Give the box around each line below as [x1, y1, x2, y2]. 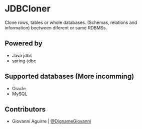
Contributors [4, 105, 46, 114]
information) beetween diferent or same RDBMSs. [4, 24, 107, 30]
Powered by [4, 39, 43, 48]
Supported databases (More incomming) [4, 72, 134, 81]
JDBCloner [4, 3, 51, 14]
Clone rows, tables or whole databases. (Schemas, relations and [4, 19, 137, 25]
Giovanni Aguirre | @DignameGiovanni [11, 118, 91, 125]
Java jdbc [11, 52, 32, 58]
